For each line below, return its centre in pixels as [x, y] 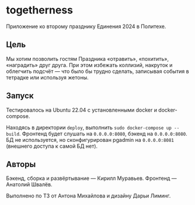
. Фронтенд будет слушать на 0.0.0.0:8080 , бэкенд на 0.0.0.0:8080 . [103, 133]
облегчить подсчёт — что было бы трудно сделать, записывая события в [97, 71]
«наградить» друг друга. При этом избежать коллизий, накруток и [89, 65]
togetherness [40, 10]
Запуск [20, 96]
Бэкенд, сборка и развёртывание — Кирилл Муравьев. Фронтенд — [91, 178]
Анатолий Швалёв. [29, 185]
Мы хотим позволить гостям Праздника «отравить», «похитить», [88, 58]
